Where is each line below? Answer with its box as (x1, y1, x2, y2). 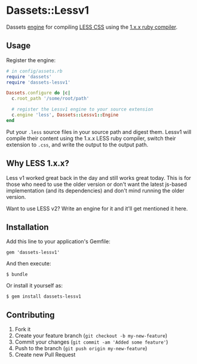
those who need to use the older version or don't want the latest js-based (6, 181, 187, 188)
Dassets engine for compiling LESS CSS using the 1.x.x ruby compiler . (6, 23, 178, 30)
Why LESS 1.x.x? (6, 158, 70, 169)
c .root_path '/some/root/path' (11, 96, 90, 102)
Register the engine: (6, 56, 56, 63)
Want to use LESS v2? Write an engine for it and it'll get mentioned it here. (6, 204, 188, 212)
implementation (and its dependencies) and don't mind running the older (6, 186, 185, 194)
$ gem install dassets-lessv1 (6, 293, 82, 299)
